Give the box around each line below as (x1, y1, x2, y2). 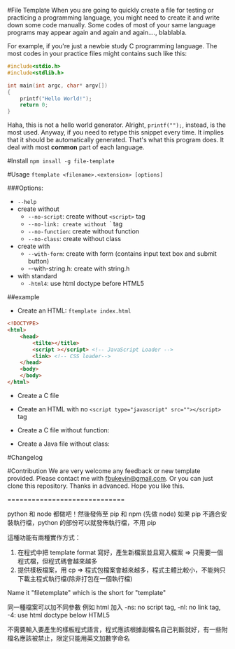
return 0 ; (20, 102, 49, 109)
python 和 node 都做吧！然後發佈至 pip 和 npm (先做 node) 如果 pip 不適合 (7, 510, 222, 518)
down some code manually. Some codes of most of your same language (7, 21, 216, 29)
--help (17, 199, 37, 206)
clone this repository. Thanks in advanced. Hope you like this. (7, 481, 185, 490)
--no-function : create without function (27, 227, 140, 235)
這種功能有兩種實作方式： (7, 533, 81, 542)
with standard (17, 272, 57, 280)
